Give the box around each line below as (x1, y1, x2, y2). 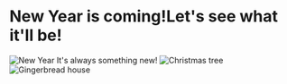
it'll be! (9, 25, 62, 46)
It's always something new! (56, 55, 158, 65)
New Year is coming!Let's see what (9, 6, 278, 27)
